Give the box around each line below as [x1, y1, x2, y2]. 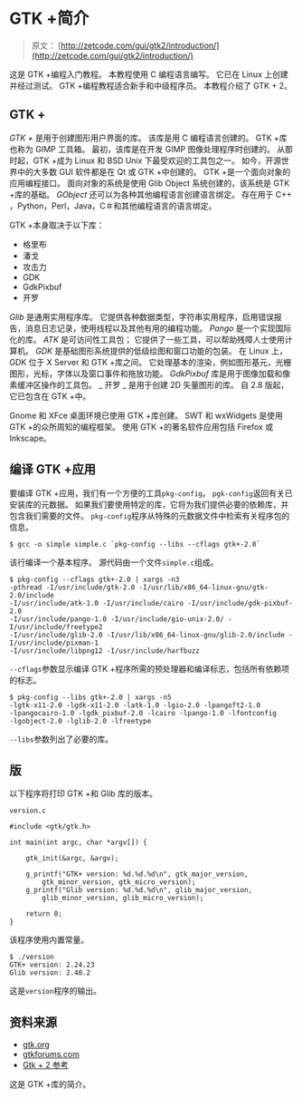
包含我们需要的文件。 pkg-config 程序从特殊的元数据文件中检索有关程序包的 [9, 510, 290, 521]
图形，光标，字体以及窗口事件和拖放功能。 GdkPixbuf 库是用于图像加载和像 [9, 368, 291, 379]
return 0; [25, 909, 63, 918]
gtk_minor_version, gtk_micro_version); [42, 878, 196, 887]
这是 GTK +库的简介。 [9, 1079, 91, 1090]
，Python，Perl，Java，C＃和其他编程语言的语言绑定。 [9, 200, 217, 211]
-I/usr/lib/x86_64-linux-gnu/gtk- [138, 582, 269, 592]
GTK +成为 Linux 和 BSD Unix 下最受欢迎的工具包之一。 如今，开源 [33, 155, 282, 166]
